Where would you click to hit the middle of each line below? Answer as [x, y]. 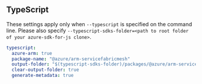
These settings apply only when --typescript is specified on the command [99, 24]
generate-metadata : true [43, 76]
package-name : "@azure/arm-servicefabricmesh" [71, 59]
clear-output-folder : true [45, 70]
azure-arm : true [32, 53]
